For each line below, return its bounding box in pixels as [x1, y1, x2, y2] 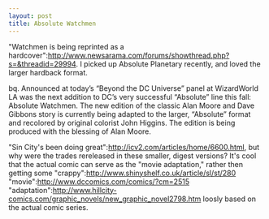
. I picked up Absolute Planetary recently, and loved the [76, 58, 262, 69]
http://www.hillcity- [52, 185, 118, 195]
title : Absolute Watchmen [8, 19, 96, 28]
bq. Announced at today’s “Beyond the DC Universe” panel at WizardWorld [8, 83, 258, 93]
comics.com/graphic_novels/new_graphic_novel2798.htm [8, 194, 202, 204]
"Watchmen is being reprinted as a [8, 41, 124, 51]
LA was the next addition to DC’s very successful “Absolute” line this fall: [8, 92, 252, 101]
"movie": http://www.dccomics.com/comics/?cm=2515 [8, 176, 189, 187]
